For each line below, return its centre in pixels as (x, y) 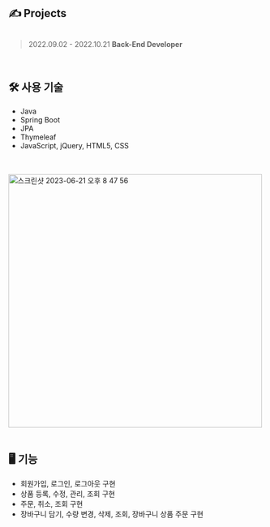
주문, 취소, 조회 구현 (51, 504)
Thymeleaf (38, 137)
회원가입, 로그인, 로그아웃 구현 (68, 484)
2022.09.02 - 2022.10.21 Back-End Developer (105, 44)
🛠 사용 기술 (36, 88)
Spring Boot (40, 119)
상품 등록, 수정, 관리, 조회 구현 (68, 494)
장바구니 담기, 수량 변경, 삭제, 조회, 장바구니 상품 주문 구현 (112, 514)
